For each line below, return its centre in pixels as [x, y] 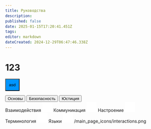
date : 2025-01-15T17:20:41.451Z [39, 26]
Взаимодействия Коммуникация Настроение [65, 110]
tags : [11, 32]
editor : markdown [23, 37]
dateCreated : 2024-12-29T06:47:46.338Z [47, 42]
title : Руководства [25, 10]
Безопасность [42, 98]
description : [19, 16]
